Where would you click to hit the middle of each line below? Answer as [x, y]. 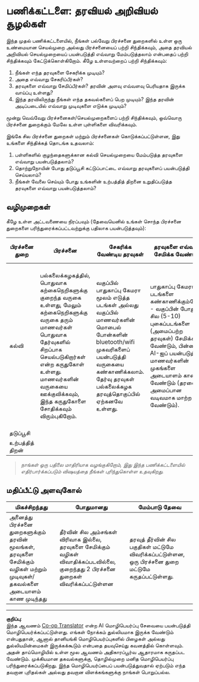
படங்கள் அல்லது [117, 305]
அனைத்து [21, 517]
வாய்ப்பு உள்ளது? [34, 92]
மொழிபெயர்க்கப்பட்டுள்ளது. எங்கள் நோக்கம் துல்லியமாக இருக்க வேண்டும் [90, 632]
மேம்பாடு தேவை [160, 507]
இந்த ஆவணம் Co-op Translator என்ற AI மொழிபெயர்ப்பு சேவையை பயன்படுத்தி [98, 625]
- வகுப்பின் [164, 308]
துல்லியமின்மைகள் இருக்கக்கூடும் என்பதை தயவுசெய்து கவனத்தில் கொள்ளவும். [95, 645]
